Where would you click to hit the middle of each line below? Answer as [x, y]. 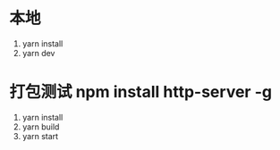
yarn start [40, 136]
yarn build [41, 127]
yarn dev [38, 53]
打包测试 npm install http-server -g [141, 92]
